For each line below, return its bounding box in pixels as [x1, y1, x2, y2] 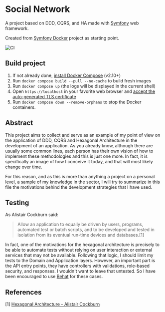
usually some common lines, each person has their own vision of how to [5, 148, 154, 154]
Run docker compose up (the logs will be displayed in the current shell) [12, 83, 156, 89]
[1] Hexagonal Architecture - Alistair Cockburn [5, 301, 100, 308]
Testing [5, 198, 29, 207]
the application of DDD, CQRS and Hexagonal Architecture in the [5, 137, 138, 143]
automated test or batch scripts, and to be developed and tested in [17, 227, 155, 233]
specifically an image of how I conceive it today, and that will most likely [5, 158, 153, 164]
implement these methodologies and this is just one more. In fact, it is [5, 153, 148, 159]
